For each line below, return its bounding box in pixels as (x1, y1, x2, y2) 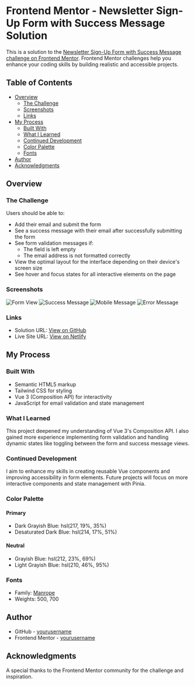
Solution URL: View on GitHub (14, 327, 86, 334)
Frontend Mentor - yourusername (14, 634, 95, 641)
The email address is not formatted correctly (23, 252, 131, 259)
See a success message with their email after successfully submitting (14, 227, 182, 234)
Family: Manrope (14, 589, 55, 596)
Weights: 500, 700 (14, 595, 60, 602)
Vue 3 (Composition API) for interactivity (14, 393, 112, 400)
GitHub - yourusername (14, 628, 72, 635)
